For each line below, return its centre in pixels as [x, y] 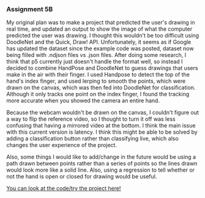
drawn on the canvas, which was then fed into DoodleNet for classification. [101, 88]
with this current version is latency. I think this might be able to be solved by [102, 132]
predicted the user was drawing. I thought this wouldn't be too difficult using [103, 36]
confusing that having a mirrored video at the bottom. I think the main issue [101, 126]
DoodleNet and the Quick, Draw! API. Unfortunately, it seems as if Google [99, 42]
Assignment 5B [30, 9]
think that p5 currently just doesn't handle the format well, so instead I [95, 62]
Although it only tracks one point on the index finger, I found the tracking [98, 94]
